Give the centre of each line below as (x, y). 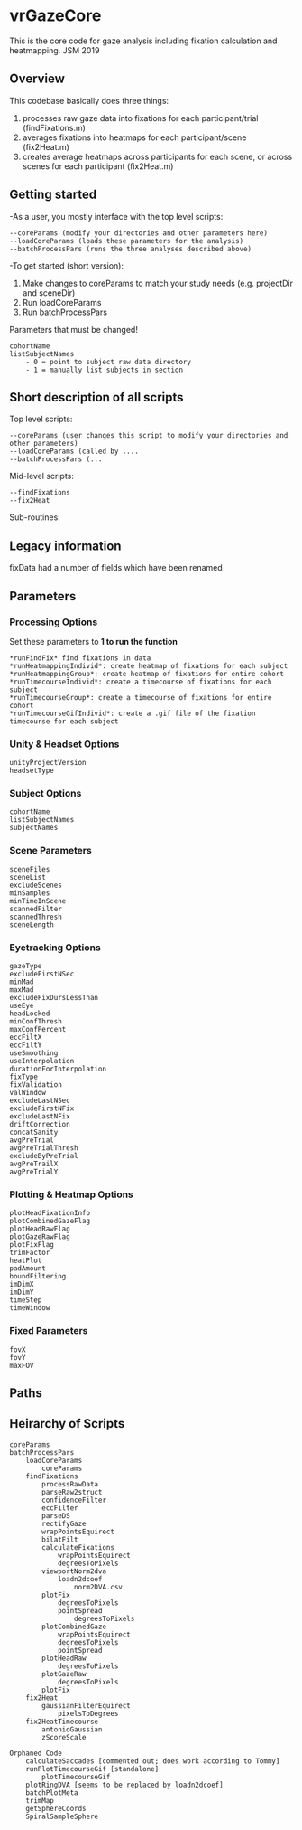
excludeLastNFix (40, 1117)
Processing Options (54, 622)
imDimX (22, 1285)
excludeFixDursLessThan (54, 998)
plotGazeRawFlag (40, 1237)
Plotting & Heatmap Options (71, 1194)
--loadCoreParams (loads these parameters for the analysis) (127, 241)
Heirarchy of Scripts (67, 1424)
